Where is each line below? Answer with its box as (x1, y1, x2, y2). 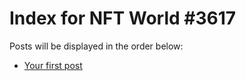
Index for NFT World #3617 (9, 7, 237, 30)
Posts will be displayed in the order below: (9, 40, 184, 52)
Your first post (23, 59, 83, 71)
